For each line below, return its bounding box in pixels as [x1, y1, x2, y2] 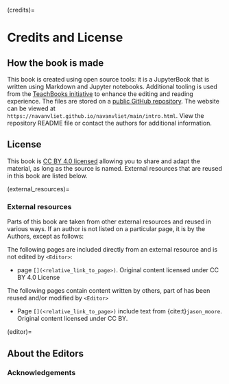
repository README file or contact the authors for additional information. [7, 119, 213, 127]
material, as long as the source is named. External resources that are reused [7, 164, 223, 172]
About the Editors [7, 348, 84, 359]
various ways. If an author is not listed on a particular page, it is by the [7, 225, 206, 233]
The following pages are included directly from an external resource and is [7, 245, 218, 254]
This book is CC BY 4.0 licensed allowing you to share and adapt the [7, 157, 201, 165]
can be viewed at [7, 104, 56, 112]
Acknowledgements [7, 368, 76, 378]
